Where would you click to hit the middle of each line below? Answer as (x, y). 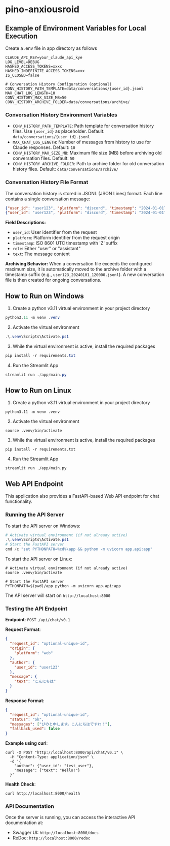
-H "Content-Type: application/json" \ (52, 757)
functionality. (19, 501)
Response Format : (25, 701)
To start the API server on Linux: (39, 559)
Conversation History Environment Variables (61, 114)
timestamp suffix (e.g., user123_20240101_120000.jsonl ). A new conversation (85, 275)
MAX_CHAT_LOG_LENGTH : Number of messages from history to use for (82, 142)
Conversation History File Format (47, 183)
